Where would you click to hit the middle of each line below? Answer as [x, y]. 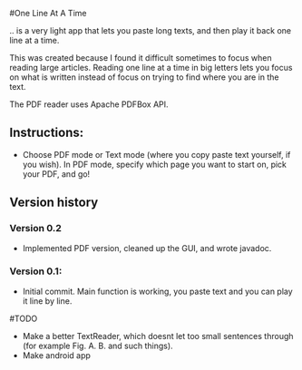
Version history [54, 203]
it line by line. [47, 301]
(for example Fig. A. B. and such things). [98, 346]
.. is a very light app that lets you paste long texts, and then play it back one [151, 30]
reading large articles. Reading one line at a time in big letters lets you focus [151, 68]
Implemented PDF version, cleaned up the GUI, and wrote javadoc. [147, 248]
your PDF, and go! [56, 174]
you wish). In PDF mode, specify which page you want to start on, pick [155, 164]
